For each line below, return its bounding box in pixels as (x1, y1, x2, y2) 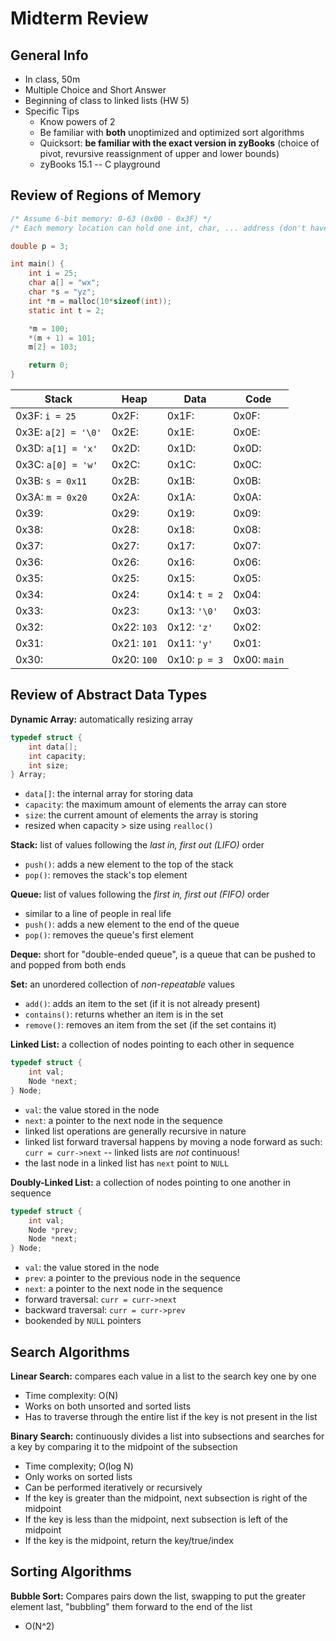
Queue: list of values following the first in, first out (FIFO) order (10, 888, 270, 901)
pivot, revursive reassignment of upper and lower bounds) (39, 148, 280, 159)
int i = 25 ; (28, 268, 78, 279)
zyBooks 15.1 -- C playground (39, 158, 161, 170)
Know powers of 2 (39, 116, 116, 127)
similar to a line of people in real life (24, 908, 172, 920)
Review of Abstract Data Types (10, 687, 208, 704)
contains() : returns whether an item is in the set (24, 1008, 224, 1021)
